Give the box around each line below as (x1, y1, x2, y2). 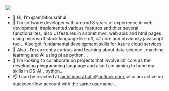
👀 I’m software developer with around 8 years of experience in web (12, 20, 153, 25)
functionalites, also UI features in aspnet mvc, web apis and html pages (12, 30, 162, 36)
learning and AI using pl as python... (12, 52, 88, 58)
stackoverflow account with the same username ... (12, 81, 118, 87)
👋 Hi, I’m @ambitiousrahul (12, 14, 67, 20)
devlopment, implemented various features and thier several (12, 25, 138, 31)
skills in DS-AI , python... (12, 68, 64, 74)
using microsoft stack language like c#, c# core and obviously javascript (12, 36, 163, 41)
